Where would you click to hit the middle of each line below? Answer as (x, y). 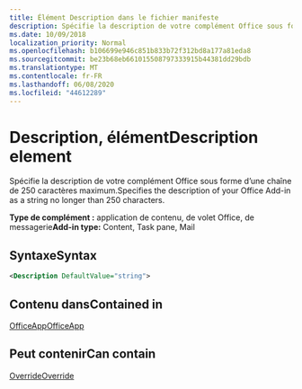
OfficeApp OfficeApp (47, 325)
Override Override (42, 376)
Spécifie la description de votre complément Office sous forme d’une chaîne (151, 181)
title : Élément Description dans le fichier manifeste (114, 18)
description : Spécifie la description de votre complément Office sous (146, 26)
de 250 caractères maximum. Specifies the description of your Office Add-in (150, 190)
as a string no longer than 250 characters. (87, 200)
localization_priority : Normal (68, 43)
